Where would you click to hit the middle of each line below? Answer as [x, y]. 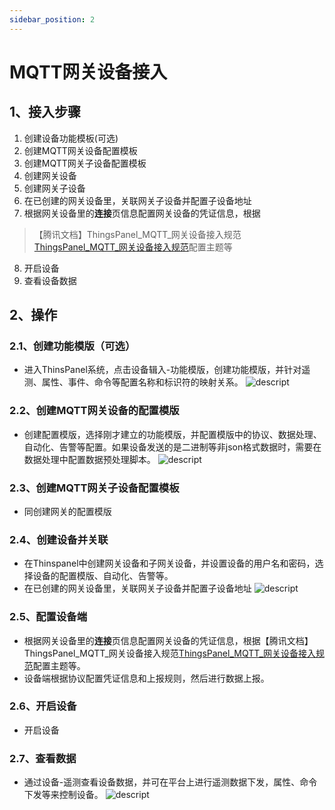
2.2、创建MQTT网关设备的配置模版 [94, 411]
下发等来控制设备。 [63, 795]
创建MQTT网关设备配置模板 [80, 150]
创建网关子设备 [54, 188]
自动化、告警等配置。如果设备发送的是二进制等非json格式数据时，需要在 [172, 447]
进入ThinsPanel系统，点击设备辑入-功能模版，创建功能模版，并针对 [162, 370]
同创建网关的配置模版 [67, 511]
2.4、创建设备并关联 [59, 539]
